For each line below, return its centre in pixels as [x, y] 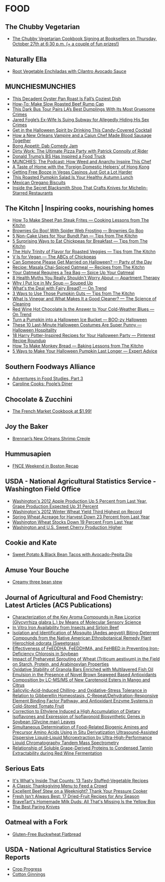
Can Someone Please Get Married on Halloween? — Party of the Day [82, 262]
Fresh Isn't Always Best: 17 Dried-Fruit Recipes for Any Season [76, 796]
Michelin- [138, 187]
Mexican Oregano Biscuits [39, 182]
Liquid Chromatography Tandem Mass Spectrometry [66, 742]
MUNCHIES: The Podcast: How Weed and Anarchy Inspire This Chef [82, 161]
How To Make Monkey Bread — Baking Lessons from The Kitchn [78, 346]
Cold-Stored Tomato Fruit [38, 706]
